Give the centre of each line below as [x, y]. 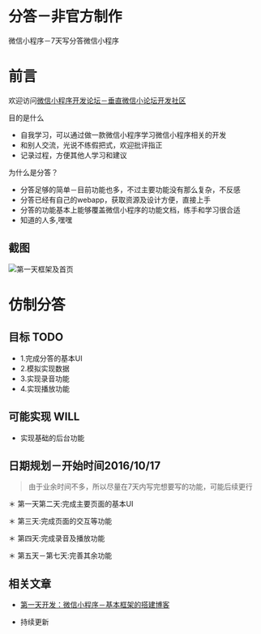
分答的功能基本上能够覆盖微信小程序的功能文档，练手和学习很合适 [130, 210]
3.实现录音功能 [45, 379]
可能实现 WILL [44, 417]
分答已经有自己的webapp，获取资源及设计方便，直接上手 [115, 199]
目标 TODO [36, 337]
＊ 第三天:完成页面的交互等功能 [60, 521]
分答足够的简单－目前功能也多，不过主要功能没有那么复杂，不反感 [130, 189]
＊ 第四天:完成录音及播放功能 [57, 538]
